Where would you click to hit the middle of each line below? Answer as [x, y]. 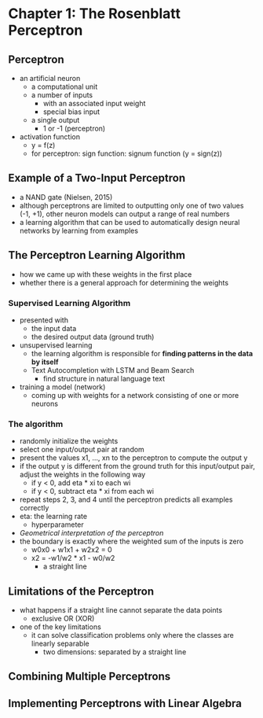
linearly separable [60, 644]
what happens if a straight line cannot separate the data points [121, 610]
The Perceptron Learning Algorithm [97, 255]
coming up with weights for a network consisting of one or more [135, 395]
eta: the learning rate [53, 517]
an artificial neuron [50, 78]
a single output [55, 120]
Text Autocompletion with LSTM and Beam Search [113, 370]
